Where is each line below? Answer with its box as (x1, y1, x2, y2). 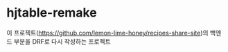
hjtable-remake (6, 5, 98, 21)
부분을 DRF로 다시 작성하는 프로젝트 (13, 37, 112, 46)
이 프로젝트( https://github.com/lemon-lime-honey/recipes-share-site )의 (6, 28, 209, 37)
